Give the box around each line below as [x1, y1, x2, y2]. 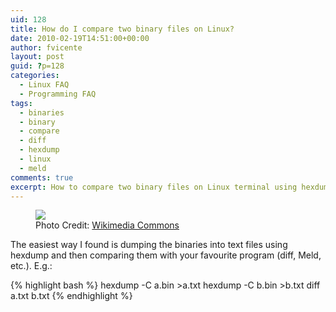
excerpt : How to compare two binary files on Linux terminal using [10, 182, 298, 192]
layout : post [10, 52, 65, 62]
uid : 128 [10, 14, 47, 25]
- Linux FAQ [19, 80, 70, 90]
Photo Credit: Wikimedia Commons [35, 219, 180, 231]
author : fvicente [10, 42, 83, 53]
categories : [10, 71, 60, 81]
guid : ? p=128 [10, 61, 65, 71]
